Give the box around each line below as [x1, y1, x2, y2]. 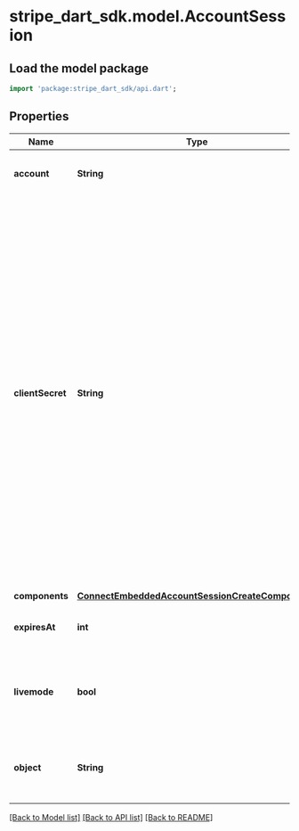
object [13, 761, 42, 773]
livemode [13, 685, 54, 697]
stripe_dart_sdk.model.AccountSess [9, 6, 287, 27]
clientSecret [13, 386, 67, 399]
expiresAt [13, 621, 56, 633]
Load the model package [9, 61, 149, 76]
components [13, 589, 69, 602]
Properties [9, 109, 69, 124]
